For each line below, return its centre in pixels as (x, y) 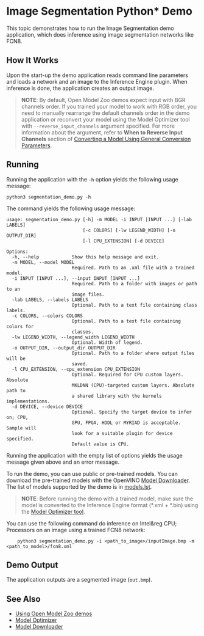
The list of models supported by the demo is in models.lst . (79, 486)
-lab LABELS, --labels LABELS (50, 300)
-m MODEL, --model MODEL (43, 262)
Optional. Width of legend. (107, 342)
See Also (23, 599)
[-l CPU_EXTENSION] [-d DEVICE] (124, 241)
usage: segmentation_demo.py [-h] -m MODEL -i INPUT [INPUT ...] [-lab (99, 219)
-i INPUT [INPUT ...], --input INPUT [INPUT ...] (76, 278)
